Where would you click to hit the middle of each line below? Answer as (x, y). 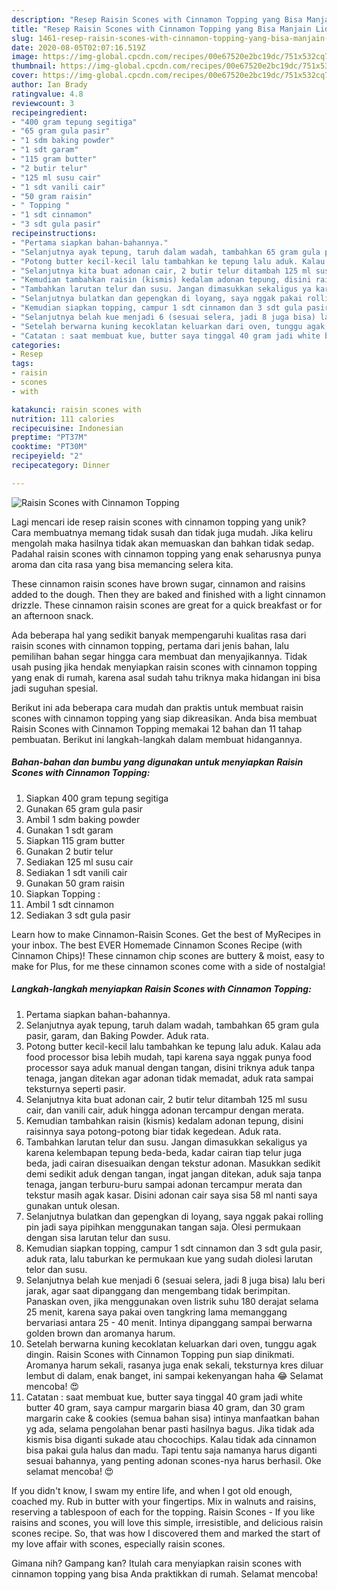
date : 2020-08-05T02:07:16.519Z (78, 47)
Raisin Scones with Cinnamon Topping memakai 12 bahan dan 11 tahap (157, 728)
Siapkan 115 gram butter (75, 840)
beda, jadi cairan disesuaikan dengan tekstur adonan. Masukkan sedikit (173, 1163)
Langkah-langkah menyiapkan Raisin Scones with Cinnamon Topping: (161, 989)
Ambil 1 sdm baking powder (83, 819)
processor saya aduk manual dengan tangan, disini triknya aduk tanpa (170, 1067)
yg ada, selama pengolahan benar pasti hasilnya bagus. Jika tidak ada (170, 1428)
